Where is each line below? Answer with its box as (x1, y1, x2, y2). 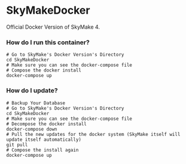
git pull (6, 141, 28, 148)
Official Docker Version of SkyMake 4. (6, 23, 100, 30)
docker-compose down (6, 126, 58, 132)
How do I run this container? (6, 38, 90, 47)
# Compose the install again (6, 147, 79, 153)
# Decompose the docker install (6, 120, 87, 127)
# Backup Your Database (6, 100, 66, 106)
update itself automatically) (6, 137, 82, 143)
